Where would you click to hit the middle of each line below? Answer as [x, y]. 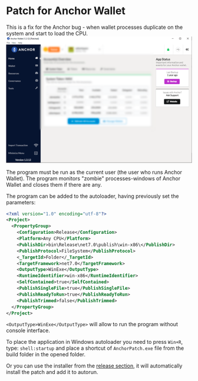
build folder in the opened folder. [46, 355]
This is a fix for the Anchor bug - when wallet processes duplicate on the [95, 27]
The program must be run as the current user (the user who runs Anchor [94, 172]
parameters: [21, 202]
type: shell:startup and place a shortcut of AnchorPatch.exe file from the [95, 348]
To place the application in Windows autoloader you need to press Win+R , [95, 342]
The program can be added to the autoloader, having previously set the [93, 196]
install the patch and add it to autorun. [52, 372]
